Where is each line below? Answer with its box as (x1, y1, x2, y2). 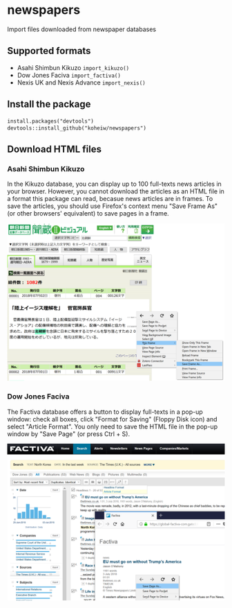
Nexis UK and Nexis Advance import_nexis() (17, 78, 146, 87)
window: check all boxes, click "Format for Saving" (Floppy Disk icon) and (7, 415, 217, 423)
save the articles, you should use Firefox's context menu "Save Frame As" (7, 202, 218, 210)
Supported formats (7, 45, 91, 57)
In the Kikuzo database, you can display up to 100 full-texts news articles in (7, 180, 222, 189)
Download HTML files (7, 143, 102, 155)
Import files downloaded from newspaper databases (7, 25, 157, 33)
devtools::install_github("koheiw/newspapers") (7, 124, 147, 132)
